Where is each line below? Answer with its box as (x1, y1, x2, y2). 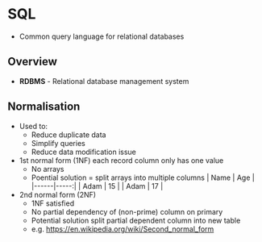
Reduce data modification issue (31, 147, 136, 156)
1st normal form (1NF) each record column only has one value (19, 155, 224, 165)
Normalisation (7, 100, 81, 114)
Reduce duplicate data (31, 130, 106, 140)
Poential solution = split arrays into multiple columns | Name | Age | (31, 173, 255, 182)
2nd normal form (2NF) (19, 190, 97, 199)
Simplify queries (31, 138, 85, 148)
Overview (7, 55, 58, 69)
